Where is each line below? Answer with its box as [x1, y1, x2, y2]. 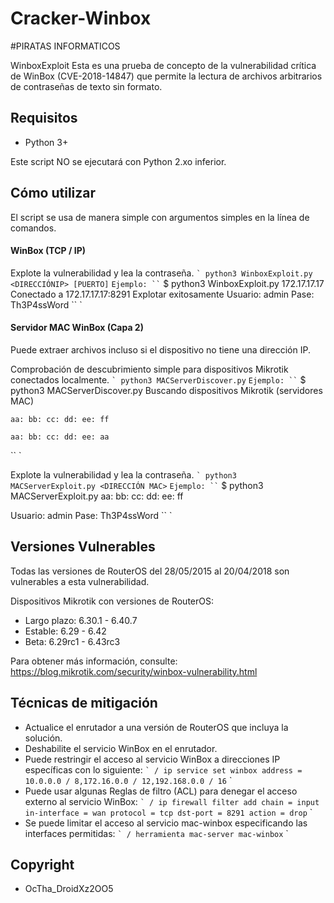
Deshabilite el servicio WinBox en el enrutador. [24, 742, 218, 754]
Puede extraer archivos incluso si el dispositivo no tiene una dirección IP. [10, 343, 311, 356]
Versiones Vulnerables [10, 538, 156, 556]
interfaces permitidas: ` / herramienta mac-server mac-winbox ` [24, 827, 289, 839]
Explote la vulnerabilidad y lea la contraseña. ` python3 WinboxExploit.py [10, 267, 313, 279]
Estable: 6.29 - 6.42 [24, 625, 107, 637]
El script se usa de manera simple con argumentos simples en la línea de [10, 211, 310, 223]
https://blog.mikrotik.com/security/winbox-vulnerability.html [10, 665, 258, 677]
